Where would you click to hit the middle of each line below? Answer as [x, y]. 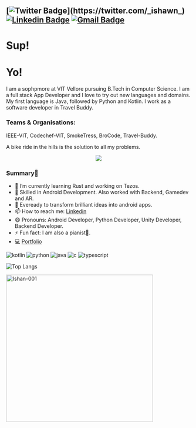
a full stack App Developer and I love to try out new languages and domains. [98, 95]
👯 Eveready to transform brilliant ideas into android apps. [83, 205]
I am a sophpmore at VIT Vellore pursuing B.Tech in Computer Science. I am [98, 88]
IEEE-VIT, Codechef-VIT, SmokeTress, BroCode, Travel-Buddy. [82, 135]
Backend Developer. [39, 226]
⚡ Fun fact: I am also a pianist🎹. [53, 233]
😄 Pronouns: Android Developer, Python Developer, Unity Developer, [98, 220]
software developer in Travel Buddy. [50, 107]
